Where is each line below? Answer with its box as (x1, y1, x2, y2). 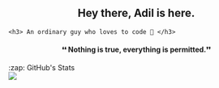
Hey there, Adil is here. (77, 6, 195, 20)
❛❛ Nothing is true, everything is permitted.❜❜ (62, 44, 211, 55)
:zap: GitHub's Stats (8, 63, 75, 73)
